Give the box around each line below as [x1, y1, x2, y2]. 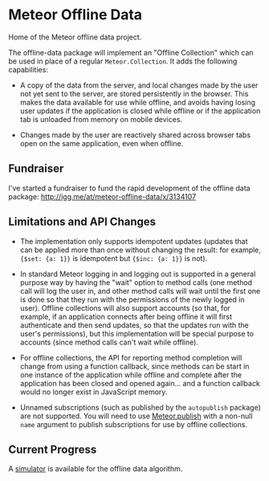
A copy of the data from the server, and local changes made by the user [19, 80, 259, 90]
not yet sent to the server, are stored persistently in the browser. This [19, 88, 249, 98]
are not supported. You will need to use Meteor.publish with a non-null [19, 411, 253, 421]
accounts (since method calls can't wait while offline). [19, 337, 199, 347]
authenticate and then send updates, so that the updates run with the [19, 320, 249, 330]
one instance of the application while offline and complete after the [19, 369, 243, 379]
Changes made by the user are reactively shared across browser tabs [19, 130, 251, 140]
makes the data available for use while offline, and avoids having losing [19, 97, 255, 107]
